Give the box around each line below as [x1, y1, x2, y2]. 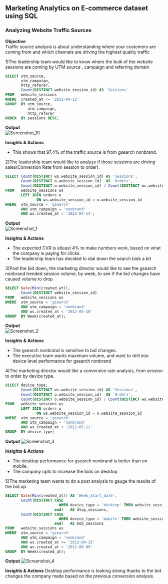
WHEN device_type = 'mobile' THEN [58, 516, 131, 521]
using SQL [5, 12, 38, 21]
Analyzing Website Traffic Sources [5, 27, 91, 34]
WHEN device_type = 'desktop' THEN [58, 502, 133, 507]
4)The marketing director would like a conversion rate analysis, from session [5, 368, 163, 374]
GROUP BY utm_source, [5, 101, 52, 107]
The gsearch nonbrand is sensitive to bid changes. [12, 348, 117, 354]
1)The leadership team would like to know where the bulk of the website [5, 59, 153, 65]
